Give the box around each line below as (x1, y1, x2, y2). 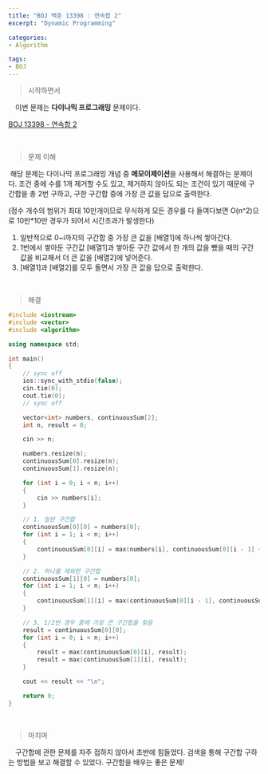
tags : (8, 55, 26, 64)
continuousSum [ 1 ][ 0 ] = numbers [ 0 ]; (22, 575, 141, 582)
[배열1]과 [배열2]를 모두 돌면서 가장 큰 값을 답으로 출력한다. (19, 263, 203, 272)
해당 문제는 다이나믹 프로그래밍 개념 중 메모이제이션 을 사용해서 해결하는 (10, 169, 232, 178)
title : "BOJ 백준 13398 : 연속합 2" (8, 11, 122, 20)
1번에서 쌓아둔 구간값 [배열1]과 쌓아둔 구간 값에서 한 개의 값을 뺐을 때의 (19, 243, 239, 252)
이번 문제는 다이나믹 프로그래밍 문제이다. (14, 103, 141, 112)
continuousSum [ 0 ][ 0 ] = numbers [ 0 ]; (22, 523, 141, 531)
